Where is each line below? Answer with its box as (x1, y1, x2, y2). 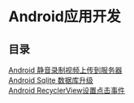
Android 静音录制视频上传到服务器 (8, 66, 123, 75)
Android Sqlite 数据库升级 (8, 75, 93, 85)
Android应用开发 (8, 7, 122, 26)
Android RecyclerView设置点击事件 (8, 86, 126, 95)
